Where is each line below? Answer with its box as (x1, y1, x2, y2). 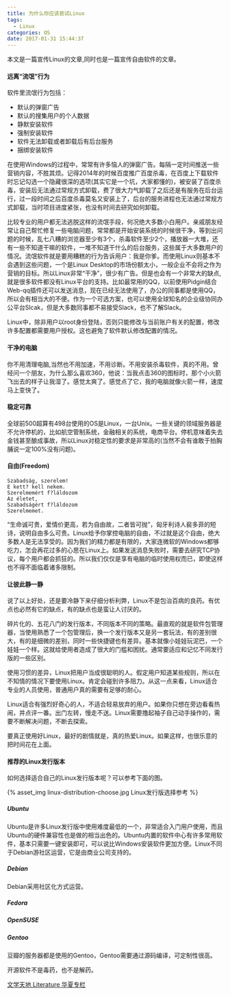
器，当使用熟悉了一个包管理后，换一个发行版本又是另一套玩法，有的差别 (7, 628, 211, 637)
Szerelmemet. (7, 507, 44, 514)
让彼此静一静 (7, 580, 43, 588)
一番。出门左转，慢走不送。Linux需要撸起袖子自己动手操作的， (36, 709, 214, 717)
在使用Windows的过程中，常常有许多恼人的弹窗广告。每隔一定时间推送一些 (7, 160, 220, 168)
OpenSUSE (7, 916, 39, 924)
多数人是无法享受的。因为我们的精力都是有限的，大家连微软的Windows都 (7, 537, 214, 545)
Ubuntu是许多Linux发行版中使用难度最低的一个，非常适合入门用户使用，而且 (7, 822, 223, 831)
